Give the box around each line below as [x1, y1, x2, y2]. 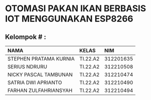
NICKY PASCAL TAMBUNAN [7, 71, 73, 78]
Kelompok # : [5, 33, 47, 41]
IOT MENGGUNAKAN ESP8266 [5, 13, 133, 24]
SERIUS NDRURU [7, 63, 48, 70]
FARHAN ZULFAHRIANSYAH [7, 87, 73, 94]
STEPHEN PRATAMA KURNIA [7, 56, 75, 62]
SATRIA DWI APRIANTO [7, 79, 62, 86]
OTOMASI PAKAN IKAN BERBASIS [5, 3, 146, 14]
